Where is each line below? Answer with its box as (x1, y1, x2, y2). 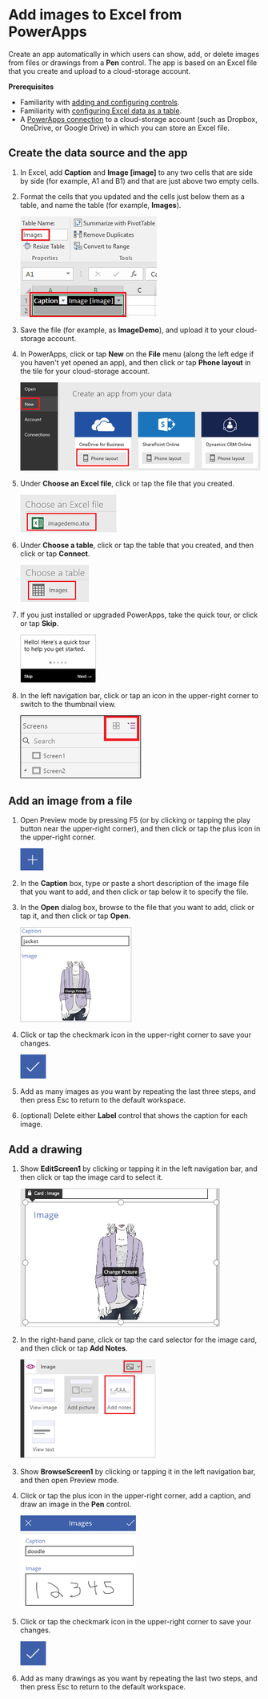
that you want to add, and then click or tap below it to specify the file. (19, 887, 249, 896)
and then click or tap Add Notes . (19, 1343, 128, 1353)
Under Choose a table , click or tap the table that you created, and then (19, 540, 254, 551)
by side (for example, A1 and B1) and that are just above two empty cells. (19, 176, 259, 185)
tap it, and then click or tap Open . (19, 911, 131, 921)
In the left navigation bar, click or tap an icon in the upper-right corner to (19, 691, 258, 701)
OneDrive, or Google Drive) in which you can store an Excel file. (19, 123, 230, 132)
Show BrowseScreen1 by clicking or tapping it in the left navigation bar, (19, 1467, 256, 1477)
